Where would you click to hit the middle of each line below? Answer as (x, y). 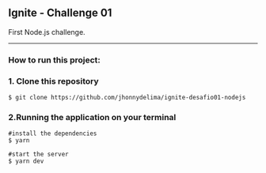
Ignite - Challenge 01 (60, 13)
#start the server (38, 154)
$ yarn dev (26, 161)
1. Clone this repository (53, 81)
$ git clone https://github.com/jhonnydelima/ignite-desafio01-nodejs (127, 98)
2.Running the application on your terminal (92, 117)
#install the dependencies (53, 134)
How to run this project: (55, 60)
